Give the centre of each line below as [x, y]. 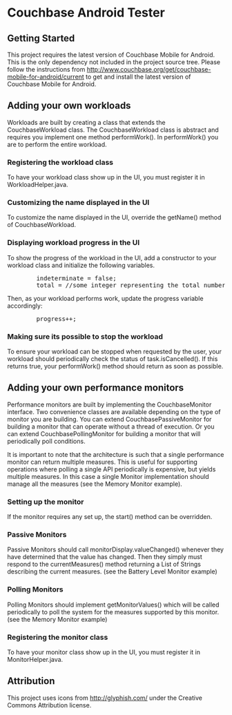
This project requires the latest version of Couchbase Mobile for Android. [111, 55]
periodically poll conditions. [46, 441]
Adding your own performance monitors [96, 388]
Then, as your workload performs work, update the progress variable [105, 298]
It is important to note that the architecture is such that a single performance [116, 454]
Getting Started [41, 38]
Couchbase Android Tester [86, 13]
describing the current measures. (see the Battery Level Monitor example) [112, 571]
